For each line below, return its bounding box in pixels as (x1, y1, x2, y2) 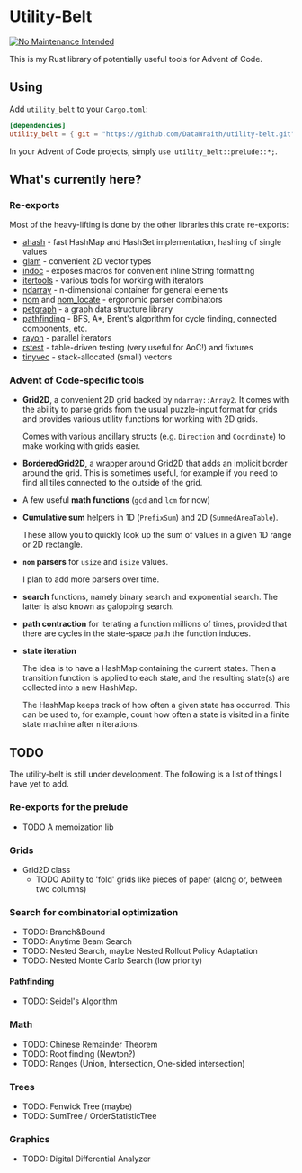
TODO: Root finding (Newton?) (22, 1048, 137, 1059)
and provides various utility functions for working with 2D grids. (22, 414, 259, 424)
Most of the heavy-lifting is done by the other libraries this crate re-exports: (9, 219, 289, 231)
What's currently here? (9, 171, 142, 186)
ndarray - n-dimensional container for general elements (22, 285, 229, 296)
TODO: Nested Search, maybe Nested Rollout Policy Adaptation (22, 946, 258, 957)
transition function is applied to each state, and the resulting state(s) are (22, 673, 290, 684)
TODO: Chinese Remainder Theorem (22, 1039, 158, 1050)
